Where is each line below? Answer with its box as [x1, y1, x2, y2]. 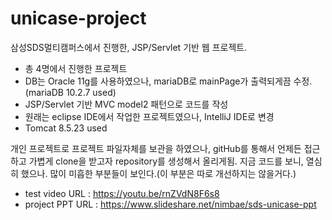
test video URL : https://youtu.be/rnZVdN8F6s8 [24, 187, 220, 199]
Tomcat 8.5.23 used [24, 122, 108, 134]
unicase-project [10, 7, 147, 30]
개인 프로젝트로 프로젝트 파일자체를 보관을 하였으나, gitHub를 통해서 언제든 [10, 142, 302, 154]
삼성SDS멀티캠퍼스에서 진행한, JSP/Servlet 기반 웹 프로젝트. [10, 41, 248, 53]
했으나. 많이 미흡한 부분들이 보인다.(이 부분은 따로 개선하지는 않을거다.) [20, 167, 297, 179]
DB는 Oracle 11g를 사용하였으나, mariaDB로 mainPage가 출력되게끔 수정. [24, 75, 313, 87]
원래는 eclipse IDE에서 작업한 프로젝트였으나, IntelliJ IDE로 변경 [24, 110, 275, 122]
